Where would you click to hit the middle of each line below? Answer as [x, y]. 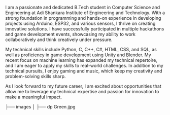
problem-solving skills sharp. [36, 76]
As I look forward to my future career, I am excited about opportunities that [83, 86]
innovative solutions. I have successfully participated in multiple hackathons [85, 29]
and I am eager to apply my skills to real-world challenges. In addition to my [84, 66]
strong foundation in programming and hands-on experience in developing [83, 18]
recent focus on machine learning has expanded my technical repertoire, [81, 60]
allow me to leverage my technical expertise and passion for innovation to [82, 91]
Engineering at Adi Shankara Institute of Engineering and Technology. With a [85, 13]
